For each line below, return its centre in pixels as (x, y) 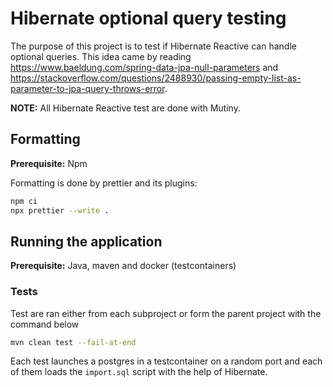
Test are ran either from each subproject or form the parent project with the (166, 313)
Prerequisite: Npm (49, 163)
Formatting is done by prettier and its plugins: (104, 183)
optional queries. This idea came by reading (101, 56)
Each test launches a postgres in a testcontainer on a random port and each (166, 361)
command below (45, 324)
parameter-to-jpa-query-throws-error (87, 88)
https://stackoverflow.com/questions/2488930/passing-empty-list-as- (156, 78)
